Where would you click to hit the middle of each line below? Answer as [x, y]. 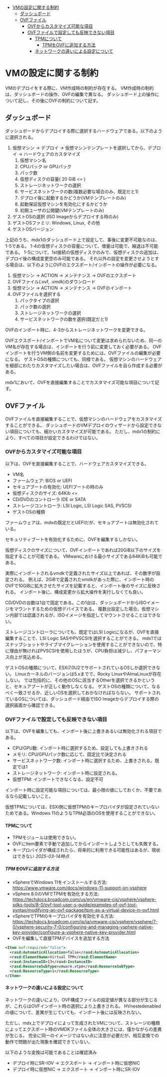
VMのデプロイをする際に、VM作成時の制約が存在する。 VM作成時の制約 [80, 88]
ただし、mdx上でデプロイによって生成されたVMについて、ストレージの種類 [83, 1023]
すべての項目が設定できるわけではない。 [59, 437]
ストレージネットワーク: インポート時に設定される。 [66, 773]
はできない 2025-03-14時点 [41, 856]
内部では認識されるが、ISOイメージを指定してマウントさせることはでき [83, 615]
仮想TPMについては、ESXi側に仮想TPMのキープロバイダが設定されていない [82, 807]
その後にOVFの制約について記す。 [66, 100]
